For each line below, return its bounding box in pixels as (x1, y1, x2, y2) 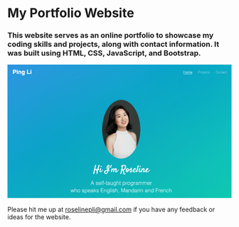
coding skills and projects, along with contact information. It (7, 39, 219, 49)
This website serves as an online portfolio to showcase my (7, 31, 214, 41)
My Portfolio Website (7, 5, 134, 21)
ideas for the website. (7, 213, 71, 221)
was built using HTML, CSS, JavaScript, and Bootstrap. (7, 48, 201, 58)
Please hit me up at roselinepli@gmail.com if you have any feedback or (7, 205, 216, 214)
